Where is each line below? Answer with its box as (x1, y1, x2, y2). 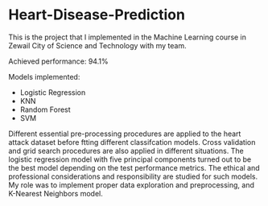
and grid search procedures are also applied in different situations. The (8, 146, 244, 155)
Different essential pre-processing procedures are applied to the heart (8, 129, 241, 138)
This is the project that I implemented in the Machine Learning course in (8, 32, 247, 42)
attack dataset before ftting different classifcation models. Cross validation (8, 137, 256, 146)
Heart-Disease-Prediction (8, 6, 185, 24)
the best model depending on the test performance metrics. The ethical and (8, 163, 260, 172)
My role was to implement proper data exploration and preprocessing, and (8, 179, 255, 190)
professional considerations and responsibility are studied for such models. (8, 171, 258, 181)
